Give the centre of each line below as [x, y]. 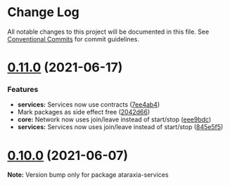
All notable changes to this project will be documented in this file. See [108, 32]
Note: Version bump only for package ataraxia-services [88, 175]
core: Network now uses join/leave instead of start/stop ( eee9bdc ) [114, 119]
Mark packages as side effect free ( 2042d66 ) [84, 112]
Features [23, 90]
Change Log [43, 12]
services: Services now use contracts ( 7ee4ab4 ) [89, 105]
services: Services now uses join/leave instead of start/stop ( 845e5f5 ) [120, 127]
